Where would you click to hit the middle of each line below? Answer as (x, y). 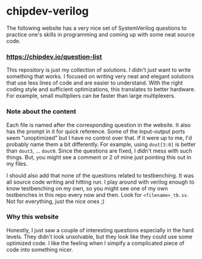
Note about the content (41, 112)
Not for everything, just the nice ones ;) (55, 201)
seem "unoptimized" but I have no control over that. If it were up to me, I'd (99, 137)
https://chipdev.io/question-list (54, 57)
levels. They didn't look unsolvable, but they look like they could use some (99, 237)
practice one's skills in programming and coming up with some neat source (100, 34)
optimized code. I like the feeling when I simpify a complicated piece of (95, 243)
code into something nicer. (40, 249)
